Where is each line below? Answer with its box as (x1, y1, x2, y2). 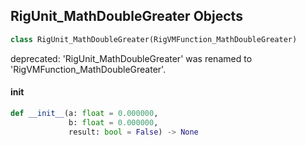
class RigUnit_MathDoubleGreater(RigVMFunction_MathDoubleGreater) (10, 34, 298, 44)
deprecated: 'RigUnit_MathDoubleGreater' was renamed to (10, 52, 253, 64)
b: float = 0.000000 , (68, 117, 159, 128)
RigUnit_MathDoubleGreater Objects (10, 8, 243, 25)
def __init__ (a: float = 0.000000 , (10, 108, 159, 118)
